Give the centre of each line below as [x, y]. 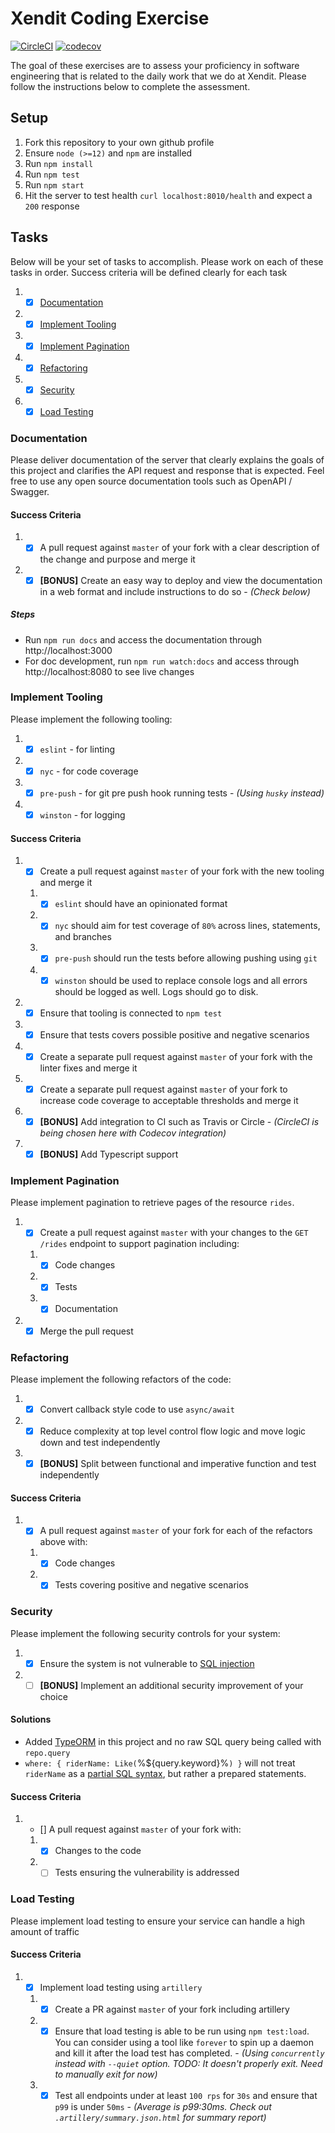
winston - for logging [82, 815]
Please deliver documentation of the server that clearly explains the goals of [167, 460]
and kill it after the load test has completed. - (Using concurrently [189, 2053]
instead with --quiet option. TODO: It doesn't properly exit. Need [188, 2064]
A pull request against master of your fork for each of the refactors [176, 1531]
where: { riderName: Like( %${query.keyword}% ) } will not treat [160, 1763]
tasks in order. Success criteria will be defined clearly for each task [149, 272]
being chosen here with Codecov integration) [133, 1133]
